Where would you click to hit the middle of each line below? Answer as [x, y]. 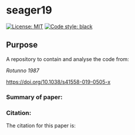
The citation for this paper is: [41, 125]
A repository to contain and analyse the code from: [67, 59]
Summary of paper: [34, 97]
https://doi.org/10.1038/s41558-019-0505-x [58, 82]
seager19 [29, 10]
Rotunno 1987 [23, 70]
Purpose [22, 45]
